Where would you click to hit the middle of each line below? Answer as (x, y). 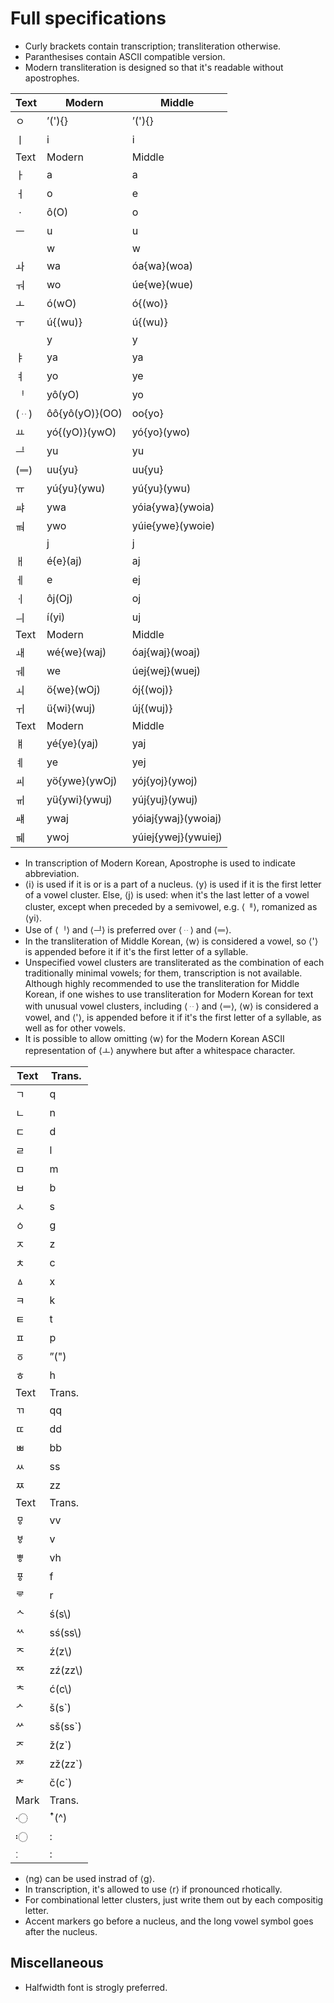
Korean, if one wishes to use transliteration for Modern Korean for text (169, 994)
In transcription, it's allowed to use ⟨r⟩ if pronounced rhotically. (153, 1889)
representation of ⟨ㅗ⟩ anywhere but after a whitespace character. (160, 1050)
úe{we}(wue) (162, 284)
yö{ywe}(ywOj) (82, 780)
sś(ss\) (65, 1632)
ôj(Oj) (60, 598)
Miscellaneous (57, 1963)
